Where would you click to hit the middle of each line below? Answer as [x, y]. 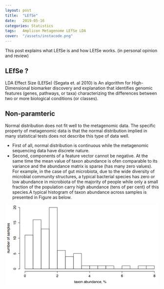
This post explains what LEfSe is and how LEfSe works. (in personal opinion [81, 51]
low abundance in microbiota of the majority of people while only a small [85, 182]
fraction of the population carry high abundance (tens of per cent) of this [85, 187]
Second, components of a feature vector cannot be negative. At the [80, 156]
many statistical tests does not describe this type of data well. [67, 136]
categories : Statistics [29, 26]
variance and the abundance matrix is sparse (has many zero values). [82, 166]
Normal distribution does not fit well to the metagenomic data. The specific [80, 125]
